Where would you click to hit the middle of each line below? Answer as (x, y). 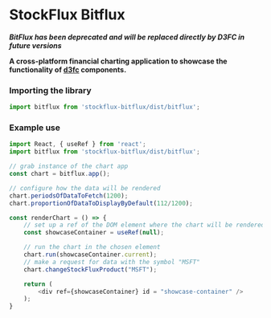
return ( (38, 284)
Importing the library (50, 90)
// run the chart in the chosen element (92, 247)
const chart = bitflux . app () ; (60, 174)
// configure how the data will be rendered (85, 188)
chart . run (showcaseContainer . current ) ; (90, 255)
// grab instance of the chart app (69, 166)
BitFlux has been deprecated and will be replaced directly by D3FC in (127, 37)
